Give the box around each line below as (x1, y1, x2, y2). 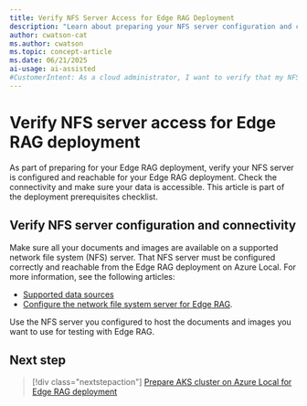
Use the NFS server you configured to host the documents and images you (9, 316, 292, 327)
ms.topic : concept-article (9, 48, 112, 57)
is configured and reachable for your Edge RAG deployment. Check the (9, 171, 277, 183)
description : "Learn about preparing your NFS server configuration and (9, 22, 292, 31)
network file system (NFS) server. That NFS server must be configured (9, 251, 276, 262)
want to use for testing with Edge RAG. (9, 326, 155, 337)
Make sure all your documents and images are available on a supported (9, 241, 279, 252)
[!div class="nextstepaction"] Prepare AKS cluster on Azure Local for (31, 377, 292, 388)
